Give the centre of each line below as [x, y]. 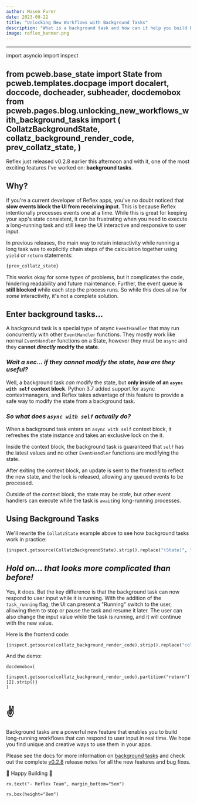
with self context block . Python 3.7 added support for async [81, 388]
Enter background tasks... [55, 314]
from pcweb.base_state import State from [84, 74]
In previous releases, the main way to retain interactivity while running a [93, 243]
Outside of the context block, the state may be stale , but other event [89, 494]
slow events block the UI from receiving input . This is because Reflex [91, 206]
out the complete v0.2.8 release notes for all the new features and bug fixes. [98, 762]
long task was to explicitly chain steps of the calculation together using [92, 249]
